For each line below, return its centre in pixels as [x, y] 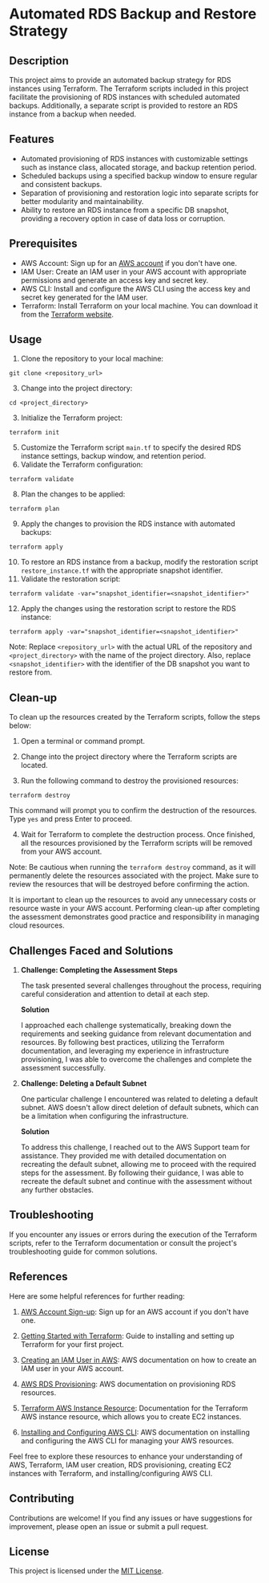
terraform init [34, 433]
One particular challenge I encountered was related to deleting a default [139, 1099]
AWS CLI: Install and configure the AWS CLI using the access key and [135, 288]
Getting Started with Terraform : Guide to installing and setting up [127, 1336]
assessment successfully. [63, 1068]
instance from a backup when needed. [73, 114]
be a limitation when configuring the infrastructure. [104, 1116]
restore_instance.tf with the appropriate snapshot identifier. [122, 570]
